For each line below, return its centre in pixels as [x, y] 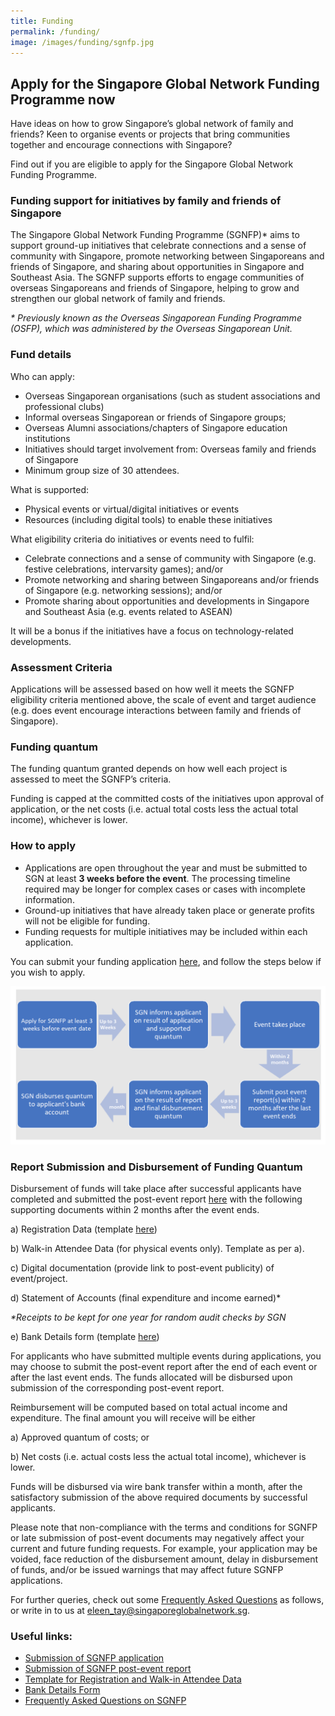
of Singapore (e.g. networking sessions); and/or [123, 590]
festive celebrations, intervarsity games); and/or [124, 569]
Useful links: [41, 1637]
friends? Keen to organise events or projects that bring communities [150, 134]
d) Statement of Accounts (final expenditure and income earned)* [146, 1298]
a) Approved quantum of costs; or [80, 1437]
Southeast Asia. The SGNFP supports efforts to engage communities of [157, 277]
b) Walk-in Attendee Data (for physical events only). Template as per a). [157, 1249]
